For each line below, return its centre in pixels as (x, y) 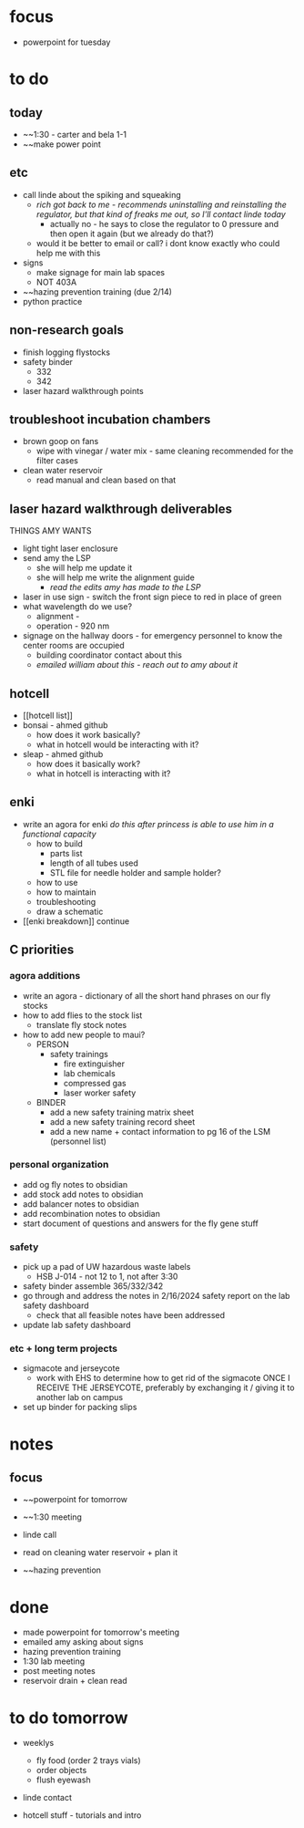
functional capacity (60, 834)
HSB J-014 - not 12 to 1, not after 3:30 (107, 1277)
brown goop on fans (61, 441)
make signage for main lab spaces (101, 272)
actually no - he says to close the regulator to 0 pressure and (164, 223)
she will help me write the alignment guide (116, 577)
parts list (66, 853)
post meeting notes (59, 1671)
